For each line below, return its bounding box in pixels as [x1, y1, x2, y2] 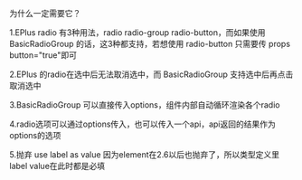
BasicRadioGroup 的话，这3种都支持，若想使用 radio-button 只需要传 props [9, 39, 291, 49]
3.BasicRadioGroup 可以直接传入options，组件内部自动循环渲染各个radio [9, 99, 280, 110]
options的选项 [9, 130, 61, 140]
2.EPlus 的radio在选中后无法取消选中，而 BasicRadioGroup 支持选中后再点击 [9, 69, 294, 80]
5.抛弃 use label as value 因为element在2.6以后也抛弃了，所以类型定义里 [9, 149, 280, 160]
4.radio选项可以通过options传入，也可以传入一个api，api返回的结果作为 [9, 118, 276, 129]
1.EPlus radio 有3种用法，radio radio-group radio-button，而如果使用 [9, 27, 266, 38]
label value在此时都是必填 [9, 161, 106, 171]
